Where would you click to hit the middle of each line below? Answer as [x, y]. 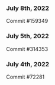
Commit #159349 [27, 21]
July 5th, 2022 [27, 36]
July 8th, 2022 [27, 8]
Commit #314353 [27, 49]
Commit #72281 [25, 77]
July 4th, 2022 [28, 64]
